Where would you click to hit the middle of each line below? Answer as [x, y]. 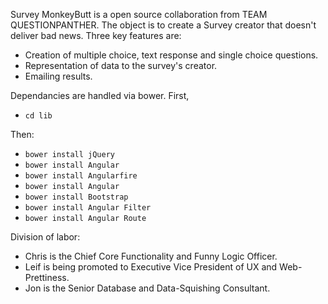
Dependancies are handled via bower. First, [100, 95]
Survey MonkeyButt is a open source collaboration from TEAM [139, 14]
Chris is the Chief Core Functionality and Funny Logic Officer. [151, 256]
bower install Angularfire [81, 176]
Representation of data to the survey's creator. [121, 65]
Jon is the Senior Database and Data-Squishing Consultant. [147, 288]
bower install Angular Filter [88, 208]
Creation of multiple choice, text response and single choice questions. [171, 55]
